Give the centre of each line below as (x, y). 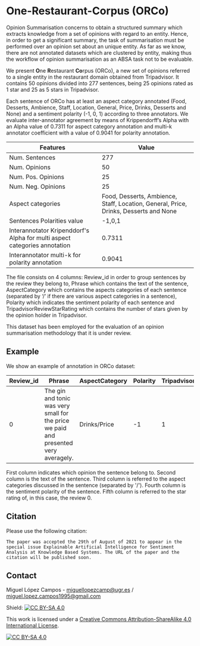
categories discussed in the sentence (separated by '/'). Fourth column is (96, 485)
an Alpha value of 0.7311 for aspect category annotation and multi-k (89, 126)
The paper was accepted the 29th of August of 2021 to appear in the (94, 542)
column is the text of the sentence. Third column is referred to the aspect (96, 479)
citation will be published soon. (49, 557)
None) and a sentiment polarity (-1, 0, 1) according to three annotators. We (97, 114)
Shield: (15, 608)
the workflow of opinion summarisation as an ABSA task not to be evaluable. (100, 59)
